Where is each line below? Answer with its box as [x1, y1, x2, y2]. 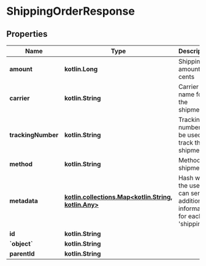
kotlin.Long [64, 65, 98, 73]
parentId [9, 249, 35, 258]
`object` [9, 240, 33, 248]
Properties [6, 29, 48, 39]
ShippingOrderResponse [6, 4, 135, 18]
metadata [9, 197, 38, 205]
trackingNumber [9, 131, 59, 139]
